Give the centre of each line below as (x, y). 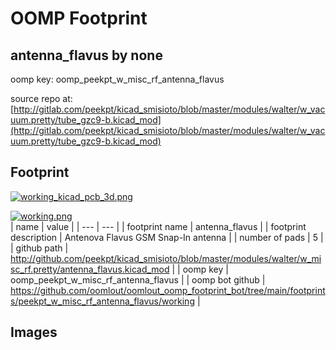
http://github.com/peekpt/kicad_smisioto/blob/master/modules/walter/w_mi (166, 258)
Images (34, 332)
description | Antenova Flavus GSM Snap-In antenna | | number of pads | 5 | (167, 237)
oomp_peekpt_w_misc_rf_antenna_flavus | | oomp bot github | (138, 279)
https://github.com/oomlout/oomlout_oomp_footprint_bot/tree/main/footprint (168, 290)
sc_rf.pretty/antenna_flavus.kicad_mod (90, 269)
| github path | (39, 248)
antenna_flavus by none (86, 55)
